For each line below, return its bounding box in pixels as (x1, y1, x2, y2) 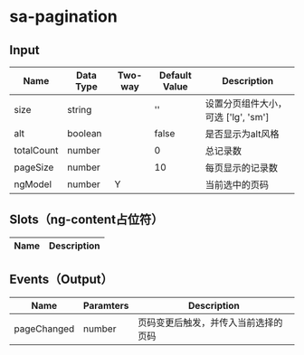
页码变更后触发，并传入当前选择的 (137, 316, 283, 329)
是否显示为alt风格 (204, 128, 280, 140)
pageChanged (14, 322, 75, 335)
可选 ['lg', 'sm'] (204, 111, 270, 123)
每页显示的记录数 (204, 162, 279, 173)
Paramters (82, 299, 129, 312)
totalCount (14, 145, 59, 156)
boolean (67, 127, 102, 139)
